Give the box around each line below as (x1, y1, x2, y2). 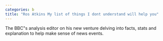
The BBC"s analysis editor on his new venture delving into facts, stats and (5, 25, 157, 31)
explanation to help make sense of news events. (5, 30, 104, 36)
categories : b (5, 7, 35, 12)
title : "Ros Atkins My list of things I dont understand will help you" (5, 12, 159, 17)
